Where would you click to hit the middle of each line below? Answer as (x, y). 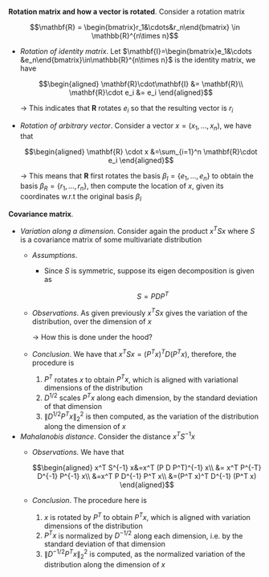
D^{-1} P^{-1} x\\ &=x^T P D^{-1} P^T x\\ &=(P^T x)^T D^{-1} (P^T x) (147, 477)
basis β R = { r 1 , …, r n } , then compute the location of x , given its (122, 187)
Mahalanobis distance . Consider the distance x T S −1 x (107, 436)
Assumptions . (55, 255)
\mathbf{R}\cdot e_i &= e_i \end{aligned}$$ (141, 92)
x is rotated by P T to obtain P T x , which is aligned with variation (147, 516)
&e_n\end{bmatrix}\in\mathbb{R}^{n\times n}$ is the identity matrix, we (138, 60)
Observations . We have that (78, 452)
